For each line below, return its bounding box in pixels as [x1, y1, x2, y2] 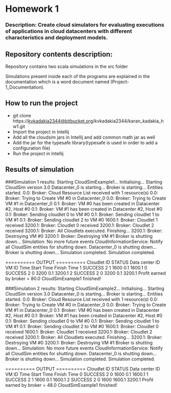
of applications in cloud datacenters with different [5, 28, 132, 35]
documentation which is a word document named [5, 79, 110, 85]
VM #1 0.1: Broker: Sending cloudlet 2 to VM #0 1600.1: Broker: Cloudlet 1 [5, 216, 158, 223]
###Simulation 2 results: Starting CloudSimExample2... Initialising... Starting [5, 285, 164, 291]
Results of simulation [5, 165, 74, 174]
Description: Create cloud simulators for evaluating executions [5, 21, 164, 29]
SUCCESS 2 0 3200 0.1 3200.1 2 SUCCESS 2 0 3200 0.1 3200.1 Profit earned [5, 270, 166, 276]
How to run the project [5, 99, 78, 108]
